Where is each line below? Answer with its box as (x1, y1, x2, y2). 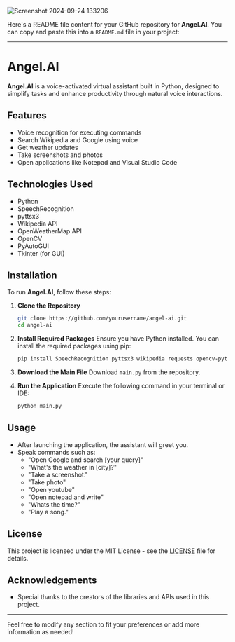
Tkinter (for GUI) (17, 249, 65, 257)
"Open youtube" (27, 485, 75, 493)
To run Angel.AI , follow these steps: (7, 288, 112, 296)
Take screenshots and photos (17, 151, 104, 159)
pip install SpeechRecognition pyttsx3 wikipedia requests (17, 355, 194, 362)
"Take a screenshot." (27, 470, 89, 479)
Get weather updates (17, 143, 78, 151)
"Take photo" (27, 477, 66, 486)
